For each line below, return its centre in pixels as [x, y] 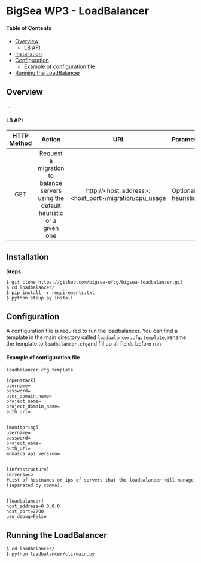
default [51, 206]
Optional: [184, 191]
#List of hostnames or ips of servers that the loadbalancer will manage [100, 480]
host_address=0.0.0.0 [33, 506]
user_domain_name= [29, 396]
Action [51, 140]
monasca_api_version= [33, 454]
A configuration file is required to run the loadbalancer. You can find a [92, 331]
